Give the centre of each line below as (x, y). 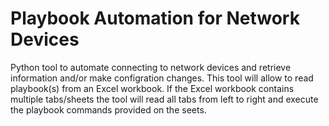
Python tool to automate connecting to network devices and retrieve (151, 67)
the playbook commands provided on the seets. (108, 109)
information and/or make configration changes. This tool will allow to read (162, 78)
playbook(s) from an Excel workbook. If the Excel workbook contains (152, 88)
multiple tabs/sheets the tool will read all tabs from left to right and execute (164, 99)
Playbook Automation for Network (155, 18)
